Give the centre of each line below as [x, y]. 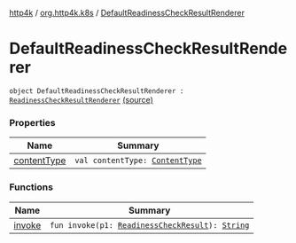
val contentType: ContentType [138, 161]
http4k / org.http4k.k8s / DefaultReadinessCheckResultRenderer [127, 13]
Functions [31, 187]
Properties [32, 122]
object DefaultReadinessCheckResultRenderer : [97, 91]
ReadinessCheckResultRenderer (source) [81, 99]
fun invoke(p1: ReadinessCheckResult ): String [150, 225]
